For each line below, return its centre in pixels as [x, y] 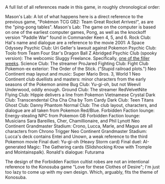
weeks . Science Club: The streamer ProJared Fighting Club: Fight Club [77, 64]
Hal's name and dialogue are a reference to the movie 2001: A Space [75, 43]
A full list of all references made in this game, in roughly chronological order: [82, 7]
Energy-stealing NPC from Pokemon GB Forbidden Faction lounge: [73, 116]
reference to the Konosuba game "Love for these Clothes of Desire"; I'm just [82, 167]
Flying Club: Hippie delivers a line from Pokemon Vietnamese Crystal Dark [80, 95]
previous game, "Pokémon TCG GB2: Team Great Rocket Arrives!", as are [79, 22]
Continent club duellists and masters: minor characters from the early [76, 79]
